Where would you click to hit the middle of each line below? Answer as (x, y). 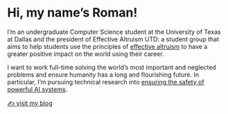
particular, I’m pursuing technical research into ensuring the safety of (106, 82)
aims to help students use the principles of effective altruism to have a (107, 46)
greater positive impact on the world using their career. (86, 54)
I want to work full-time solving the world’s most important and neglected (112, 67)
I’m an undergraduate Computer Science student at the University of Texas (114, 32)
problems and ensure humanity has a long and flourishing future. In (103, 75)
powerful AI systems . (37, 89)
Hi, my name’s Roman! (72, 13)
